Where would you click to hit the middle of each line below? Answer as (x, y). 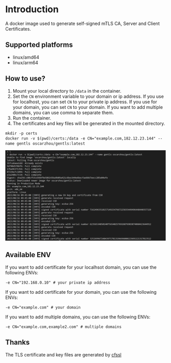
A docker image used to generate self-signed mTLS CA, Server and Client (82, 23)
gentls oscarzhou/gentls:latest (51, 144)
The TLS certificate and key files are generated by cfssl (63, 354)
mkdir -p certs (21, 133)
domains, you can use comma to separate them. (63, 113)
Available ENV (28, 255)
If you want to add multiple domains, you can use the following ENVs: (78, 317)
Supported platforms (39, 45)
